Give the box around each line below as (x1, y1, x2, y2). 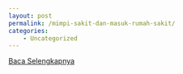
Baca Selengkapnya (8, 56, 75, 66)
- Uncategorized (23, 34, 79, 43)
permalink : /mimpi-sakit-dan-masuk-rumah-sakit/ (8, 19, 176, 27)
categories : (8, 27, 49, 35)
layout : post (8, 11, 53, 20)
